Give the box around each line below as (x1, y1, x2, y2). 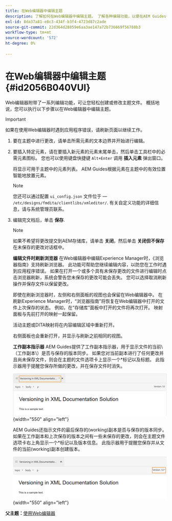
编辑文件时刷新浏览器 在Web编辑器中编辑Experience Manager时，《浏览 (12, 255, 164, 261)
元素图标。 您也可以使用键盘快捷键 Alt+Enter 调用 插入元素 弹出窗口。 (17, 155, 165, 161)
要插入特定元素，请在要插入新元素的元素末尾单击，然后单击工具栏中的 (12, 148, 161, 155)
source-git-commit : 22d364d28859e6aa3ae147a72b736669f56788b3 (5, 25, 141, 30)
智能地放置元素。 (12, 172, 49, 178)
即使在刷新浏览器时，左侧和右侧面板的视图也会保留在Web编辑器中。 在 (12, 292, 163, 298)
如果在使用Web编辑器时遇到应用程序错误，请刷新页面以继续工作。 (5, 126, 145, 133)
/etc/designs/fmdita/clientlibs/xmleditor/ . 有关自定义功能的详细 (12, 199, 155, 205)
